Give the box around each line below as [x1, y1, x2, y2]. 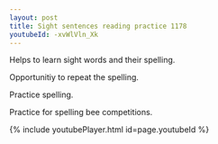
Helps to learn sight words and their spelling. [9, 55, 176, 66]
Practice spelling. [9, 89, 74, 100]
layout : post [9, 13, 59, 22]
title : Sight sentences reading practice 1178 [9, 22, 187, 31]
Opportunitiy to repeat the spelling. [9, 72, 140, 83]
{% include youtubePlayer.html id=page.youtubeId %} [9, 124, 210, 135]
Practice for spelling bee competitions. [9, 107, 153, 118]
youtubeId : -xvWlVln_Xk [9, 30, 99, 39]
